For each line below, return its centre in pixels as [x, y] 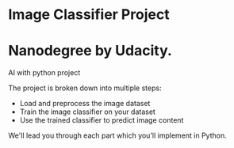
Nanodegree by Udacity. [90, 51]
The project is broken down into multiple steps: [85, 88]
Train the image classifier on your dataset [88, 112]
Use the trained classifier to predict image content [102, 120]
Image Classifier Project [89, 15]
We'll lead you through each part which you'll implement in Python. [118, 135]
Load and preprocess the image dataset [85, 104]
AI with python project [44, 73]
